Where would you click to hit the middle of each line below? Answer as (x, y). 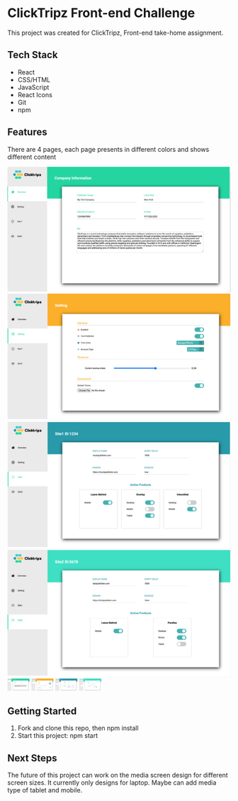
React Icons (35, 94)
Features (27, 132)
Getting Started (42, 711)
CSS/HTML (34, 79)
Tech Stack (33, 55)
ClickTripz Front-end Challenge (101, 13)
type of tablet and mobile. (45, 790)
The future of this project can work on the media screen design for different (118, 775)
